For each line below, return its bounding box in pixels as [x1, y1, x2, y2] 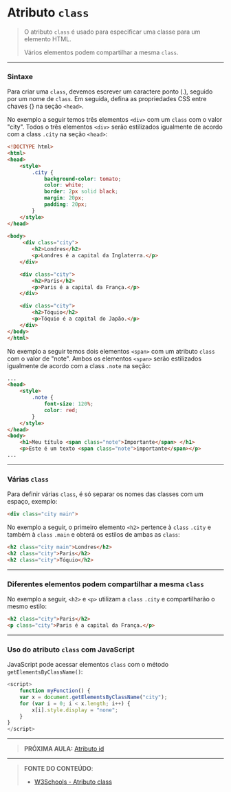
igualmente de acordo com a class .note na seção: [7, 361, 151, 370]
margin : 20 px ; [43, 195, 85, 202]
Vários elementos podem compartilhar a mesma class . [23, 48, 179, 56]
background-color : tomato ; [43, 175, 122, 182]
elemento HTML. [23, 34, 72, 43]
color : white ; [43, 182, 85, 189]
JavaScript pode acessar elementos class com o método [7, 661, 169, 669]
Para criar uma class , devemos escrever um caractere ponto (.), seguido [7, 87, 213, 96]
